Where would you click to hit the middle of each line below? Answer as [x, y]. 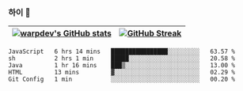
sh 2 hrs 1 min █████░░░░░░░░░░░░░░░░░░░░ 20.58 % [122, 59]
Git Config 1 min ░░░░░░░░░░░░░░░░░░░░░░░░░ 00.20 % [122, 80]
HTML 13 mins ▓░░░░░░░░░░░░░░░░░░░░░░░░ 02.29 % [122, 73]
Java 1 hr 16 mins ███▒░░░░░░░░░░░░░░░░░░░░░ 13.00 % [122, 66]
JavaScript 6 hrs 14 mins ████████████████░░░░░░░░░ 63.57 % [122, 52]
